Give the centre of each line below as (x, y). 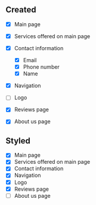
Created (21, 10)
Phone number (41, 67)
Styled (18, 141)
